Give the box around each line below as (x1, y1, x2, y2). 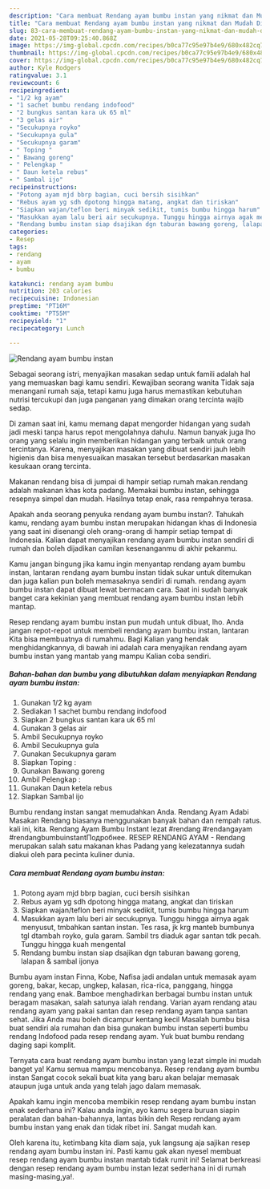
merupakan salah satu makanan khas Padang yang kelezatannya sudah (9, 841, 245, 851)
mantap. (9, 601, 37, 611)
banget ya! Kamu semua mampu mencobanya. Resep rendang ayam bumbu (9, 1064, 260, 1074)
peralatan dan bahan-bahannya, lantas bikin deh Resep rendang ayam (9, 1114, 241, 1123)
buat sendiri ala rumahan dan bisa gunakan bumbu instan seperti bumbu (9, 1023, 248, 1033)
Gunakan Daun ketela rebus (20, 783, 113, 793)
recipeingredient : (9, 86, 71, 95)
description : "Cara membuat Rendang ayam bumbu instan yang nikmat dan (9, 11, 253, 20)
